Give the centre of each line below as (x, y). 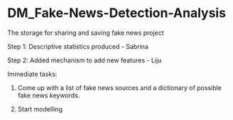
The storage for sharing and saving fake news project (86, 33)
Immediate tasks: (32, 74)
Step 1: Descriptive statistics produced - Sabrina (78, 46)
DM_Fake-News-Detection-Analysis (116, 13)
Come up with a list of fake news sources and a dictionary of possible (120, 87)
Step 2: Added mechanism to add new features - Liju (85, 60)
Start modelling (40, 109)
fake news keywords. (49, 95)
